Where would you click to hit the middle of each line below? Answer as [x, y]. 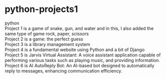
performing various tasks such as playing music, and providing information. [82, 60]
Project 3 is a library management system [47, 44]
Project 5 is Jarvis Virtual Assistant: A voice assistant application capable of [83, 55]
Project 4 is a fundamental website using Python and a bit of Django [75, 49]
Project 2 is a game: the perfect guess [44, 39]
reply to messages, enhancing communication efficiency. [63, 70]
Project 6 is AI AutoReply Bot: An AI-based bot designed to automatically [79, 65]
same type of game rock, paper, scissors [47, 33]
